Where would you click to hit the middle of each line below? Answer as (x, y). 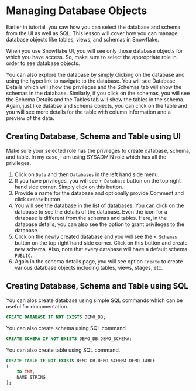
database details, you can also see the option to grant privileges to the (99, 224)
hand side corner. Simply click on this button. (69, 187)
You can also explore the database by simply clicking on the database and (96, 74)
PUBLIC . (23, 255)
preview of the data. (30, 118)
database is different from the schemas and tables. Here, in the (91, 218)
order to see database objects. (43, 63)
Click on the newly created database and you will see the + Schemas (96, 236)
